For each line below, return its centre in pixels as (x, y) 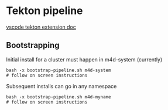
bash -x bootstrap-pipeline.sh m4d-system (59, 70)
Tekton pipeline (44, 11)
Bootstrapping (33, 45)
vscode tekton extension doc (41, 27)
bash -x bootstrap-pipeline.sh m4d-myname (59, 97)
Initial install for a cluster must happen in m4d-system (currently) (84, 59)
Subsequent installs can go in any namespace (61, 86)
